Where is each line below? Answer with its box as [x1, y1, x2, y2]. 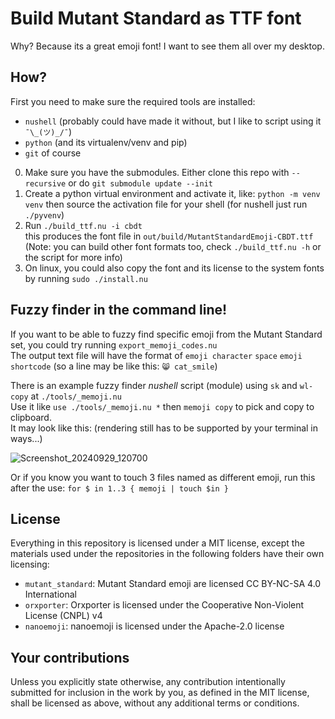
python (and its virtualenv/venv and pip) [24, 136, 188, 148]
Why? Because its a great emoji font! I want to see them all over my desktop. [10, 40, 325, 52]
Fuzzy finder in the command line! [10, 302, 228, 319]
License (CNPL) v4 [24, 610, 103, 622]
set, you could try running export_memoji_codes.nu [10, 338, 218, 351]
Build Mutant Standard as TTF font [10, 7, 302, 30]
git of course [24, 147, 82, 159]
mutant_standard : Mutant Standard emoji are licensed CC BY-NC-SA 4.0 [24, 578, 322, 590]
